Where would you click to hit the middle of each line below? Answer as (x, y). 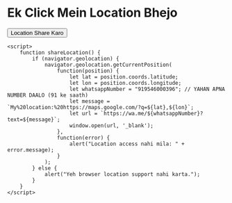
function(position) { (88, 71)
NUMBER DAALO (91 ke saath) (48, 95)
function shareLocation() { (60, 52)
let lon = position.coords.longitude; (125, 83)
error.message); (31, 150)
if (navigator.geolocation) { (76, 58)
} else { (45, 168)
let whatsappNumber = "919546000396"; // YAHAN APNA (147, 89)
